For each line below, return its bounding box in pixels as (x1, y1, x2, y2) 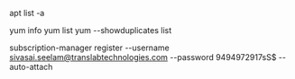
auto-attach (9, 62, 53, 72)
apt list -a (9, 8, 45, 18)
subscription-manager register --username (9, 42, 170, 53)
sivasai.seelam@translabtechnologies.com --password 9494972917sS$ (9, 52, 277, 62)
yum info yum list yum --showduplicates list (9, 25, 172, 35)
